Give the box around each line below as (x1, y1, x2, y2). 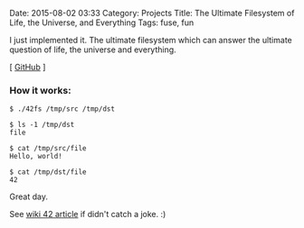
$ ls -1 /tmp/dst (9, 121, 75, 130)
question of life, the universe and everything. (9, 44, 176, 55)
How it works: (9, 84, 71, 96)
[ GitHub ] (9, 62, 46, 72)
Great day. (9, 191, 48, 202)
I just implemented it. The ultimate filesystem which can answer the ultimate (9, 35, 292, 45)
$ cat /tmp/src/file (9, 144, 88, 153)
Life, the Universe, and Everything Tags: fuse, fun (9, 17, 195, 28)
